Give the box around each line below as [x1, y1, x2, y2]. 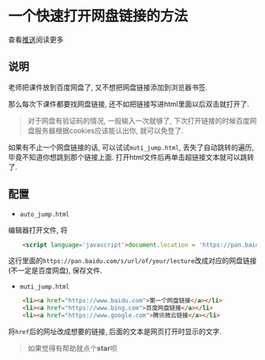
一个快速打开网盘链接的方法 [8, 7, 188, 25]
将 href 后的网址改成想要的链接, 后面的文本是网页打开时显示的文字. [8, 327, 222, 336]
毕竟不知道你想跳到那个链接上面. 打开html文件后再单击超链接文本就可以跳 [8, 152, 248, 161]
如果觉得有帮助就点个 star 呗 [27, 343, 118, 353]
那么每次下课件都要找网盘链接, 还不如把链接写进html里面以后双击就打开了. [8, 99, 250, 109]
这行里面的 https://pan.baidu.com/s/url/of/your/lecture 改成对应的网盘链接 [8, 256, 257, 265]
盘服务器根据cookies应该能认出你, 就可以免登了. [27, 125, 184, 135]
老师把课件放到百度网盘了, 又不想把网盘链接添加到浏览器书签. [8, 82, 208, 91]
